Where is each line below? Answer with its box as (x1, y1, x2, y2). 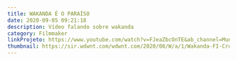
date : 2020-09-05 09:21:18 (7, 17, 87, 24)
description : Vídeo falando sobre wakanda (7, 23, 134, 30)
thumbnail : (7, 43, 39, 50)
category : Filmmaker (7, 29, 68, 37)
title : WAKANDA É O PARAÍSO (7, 10, 90, 18)
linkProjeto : (7, 36, 46, 43)
